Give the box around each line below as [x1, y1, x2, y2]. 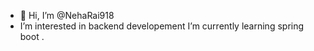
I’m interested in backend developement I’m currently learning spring [19, 20, 305, 32]
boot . [19, 31, 45, 42]
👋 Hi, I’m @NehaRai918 [19, 10, 115, 21]
